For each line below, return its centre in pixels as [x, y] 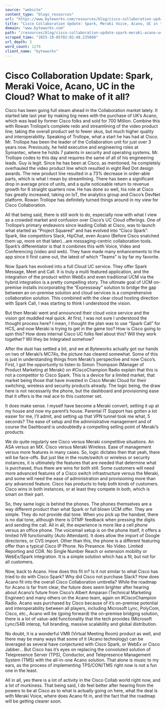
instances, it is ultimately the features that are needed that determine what [81, 463]
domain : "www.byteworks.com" [35, 28]
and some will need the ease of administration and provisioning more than [81, 479]
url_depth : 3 [19, 42]
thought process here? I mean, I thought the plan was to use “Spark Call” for [83, 324]
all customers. [20, 562]
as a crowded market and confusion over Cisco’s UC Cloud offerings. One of [83, 220]
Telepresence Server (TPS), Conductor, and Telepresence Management [78, 655]
